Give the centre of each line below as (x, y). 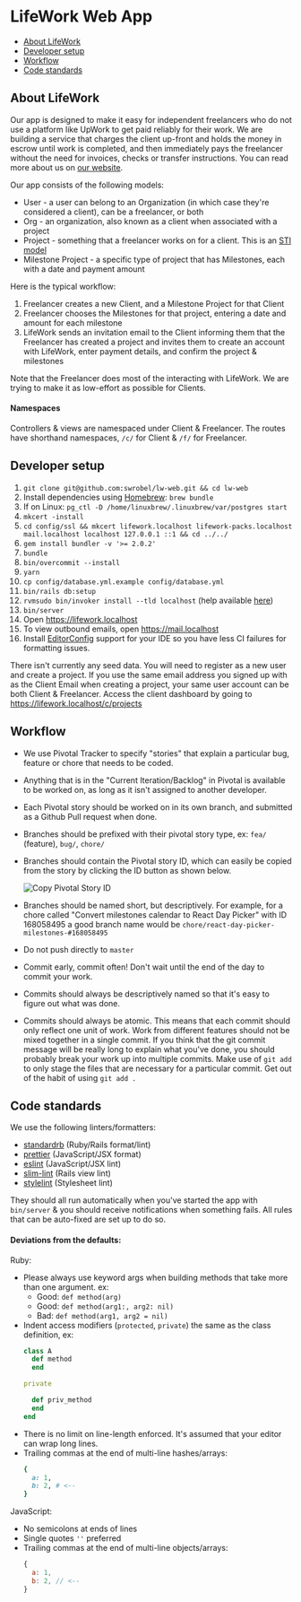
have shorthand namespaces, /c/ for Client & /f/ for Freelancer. (129, 438)
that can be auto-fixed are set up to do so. (88, 1219)
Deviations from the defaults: (66, 1240)
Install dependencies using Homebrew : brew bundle (118, 497)
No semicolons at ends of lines (80, 1529)
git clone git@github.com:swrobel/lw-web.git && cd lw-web (136, 488)
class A (37, 1351)
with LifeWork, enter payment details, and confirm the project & (140, 351)
